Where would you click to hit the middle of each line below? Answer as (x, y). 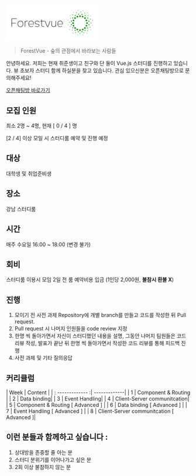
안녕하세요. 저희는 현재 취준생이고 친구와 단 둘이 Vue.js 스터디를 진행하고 (89, 63)
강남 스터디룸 (21, 209)
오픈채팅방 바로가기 (28, 90)
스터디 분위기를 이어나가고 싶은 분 (53, 460)
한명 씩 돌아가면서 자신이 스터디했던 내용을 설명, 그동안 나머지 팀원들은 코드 (100, 336)
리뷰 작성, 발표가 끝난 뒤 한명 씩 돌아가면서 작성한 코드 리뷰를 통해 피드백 (97, 343)
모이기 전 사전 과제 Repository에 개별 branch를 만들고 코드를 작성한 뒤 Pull (100, 315)
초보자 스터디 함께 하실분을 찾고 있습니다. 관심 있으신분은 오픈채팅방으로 (102, 71)
